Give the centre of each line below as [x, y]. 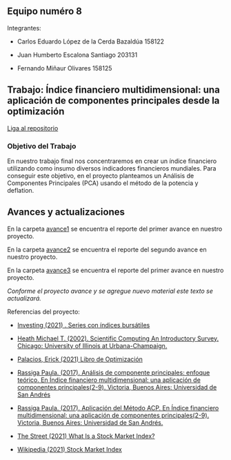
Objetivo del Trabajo [42, 146]
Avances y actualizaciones [66, 212]
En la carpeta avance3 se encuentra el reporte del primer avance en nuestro [115, 270]
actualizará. [24, 298]
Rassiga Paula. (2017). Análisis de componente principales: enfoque [113, 372]
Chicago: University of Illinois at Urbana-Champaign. [92, 345]
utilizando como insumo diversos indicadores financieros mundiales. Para [112, 168]
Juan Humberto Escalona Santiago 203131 [77, 55]
